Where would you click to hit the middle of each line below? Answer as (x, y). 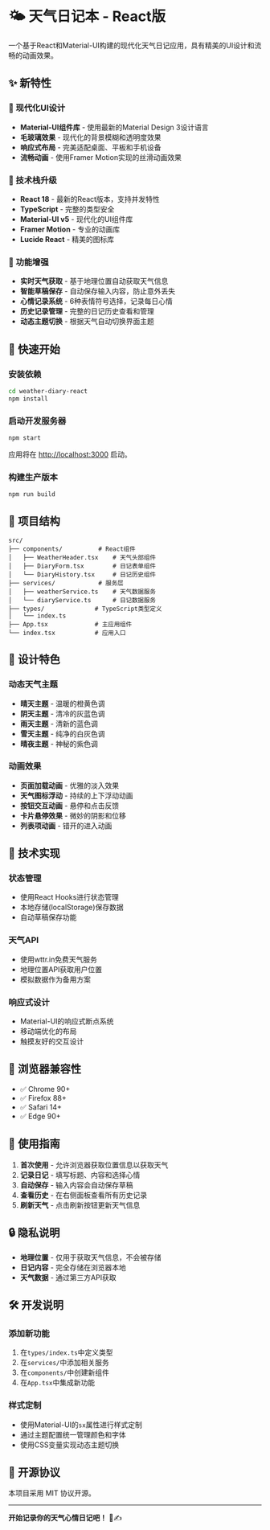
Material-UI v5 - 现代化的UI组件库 (76, 219)
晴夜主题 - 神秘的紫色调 (59, 744)
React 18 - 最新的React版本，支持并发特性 (90, 199)
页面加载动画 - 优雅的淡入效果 (70, 786)
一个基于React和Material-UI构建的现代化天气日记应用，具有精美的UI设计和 (131, 45)
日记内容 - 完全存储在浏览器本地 (73, 1267)
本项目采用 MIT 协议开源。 (52, 1493)
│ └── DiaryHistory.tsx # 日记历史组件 (82, 574)
